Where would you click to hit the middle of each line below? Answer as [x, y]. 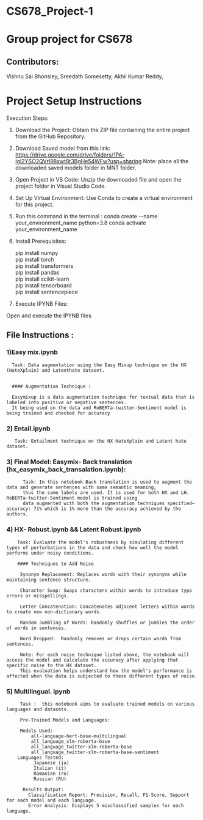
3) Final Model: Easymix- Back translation [69, 462]
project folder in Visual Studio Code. [61, 186]
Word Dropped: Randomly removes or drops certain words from [101, 638]
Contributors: [33, 61]
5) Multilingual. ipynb [38, 691]
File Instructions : [40, 335]
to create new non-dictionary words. [54, 612]
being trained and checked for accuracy [59, 413]
